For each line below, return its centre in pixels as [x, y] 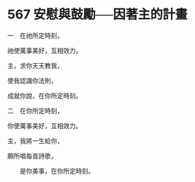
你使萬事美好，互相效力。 [45, 125]
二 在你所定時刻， [35, 110]
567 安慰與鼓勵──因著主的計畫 [97, 15]
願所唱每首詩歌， [32, 156]
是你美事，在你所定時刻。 [57, 171]
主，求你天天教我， [35, 65]
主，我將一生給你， [35, 141]
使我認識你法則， [32, 80]
